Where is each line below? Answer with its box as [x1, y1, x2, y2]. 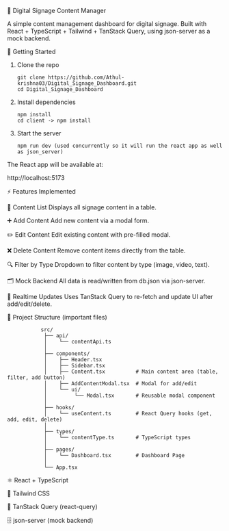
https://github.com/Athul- [47, 74, 125, 81]
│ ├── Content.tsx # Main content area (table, [43, 368, 219, 375]
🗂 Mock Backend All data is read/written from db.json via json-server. [7, 277, 206, 285]
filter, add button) [7, 374, 66, 381]
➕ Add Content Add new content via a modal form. [7, 216, 150, 224]
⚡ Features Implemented [7, 187, 77, 195]
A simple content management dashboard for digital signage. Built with [7, 20, 207, 27]
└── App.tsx [43, 464, 78, 471]
